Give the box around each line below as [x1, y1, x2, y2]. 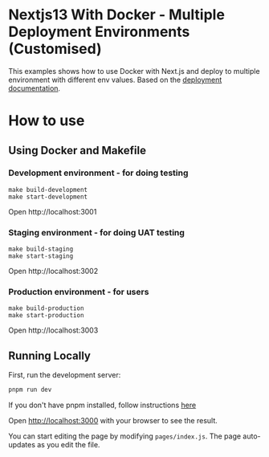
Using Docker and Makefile [8, 143, 147, 157]
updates [8, 440, 36, 450]
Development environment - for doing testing [8, 167, 189, 178]
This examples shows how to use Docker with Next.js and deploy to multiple [8, 66, 260, 75]
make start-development [8, 193, 88, 201]
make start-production [8, 312, 84, 320]
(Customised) [8, 40, 102, 58]
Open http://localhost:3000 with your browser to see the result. [8, 416, 218, 426]
